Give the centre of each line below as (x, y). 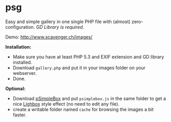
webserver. (25, 73)
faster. (20, 115)
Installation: (18, 47)
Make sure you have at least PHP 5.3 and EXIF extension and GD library (88, 57)
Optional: (15, 88)
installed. (22, 62)
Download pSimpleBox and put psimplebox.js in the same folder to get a (89, 98)
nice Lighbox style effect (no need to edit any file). (66, 104)
